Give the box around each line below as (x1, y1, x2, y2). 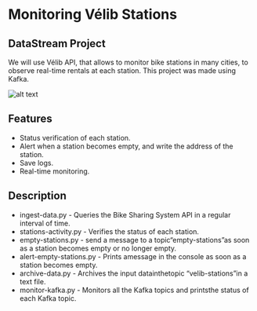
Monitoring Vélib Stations (8, 5, 178, 24)
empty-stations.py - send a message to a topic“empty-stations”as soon (19, 235, 250, 244)
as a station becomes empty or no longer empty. (19, 243, 177, 253)
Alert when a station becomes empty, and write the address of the (19, 141, 233, 151)
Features (8, 112, 52, 126)
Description (8, 189, 67, 203)
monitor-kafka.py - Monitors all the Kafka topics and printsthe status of (19, 285, 249, 295)
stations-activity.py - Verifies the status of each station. (19, 226, 200, 236)
